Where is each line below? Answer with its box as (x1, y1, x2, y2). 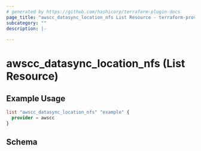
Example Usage (6, 93, 66, 104)
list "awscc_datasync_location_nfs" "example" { (6, 109, 130, 116)
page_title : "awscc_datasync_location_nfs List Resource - (6, 14, 157, 20)
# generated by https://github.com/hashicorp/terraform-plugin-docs (6, 8, 181, 15)
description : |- (6, 25, 47, 32)
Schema (6, 137, 38, 147)
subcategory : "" (6, 20, 47, 26)
